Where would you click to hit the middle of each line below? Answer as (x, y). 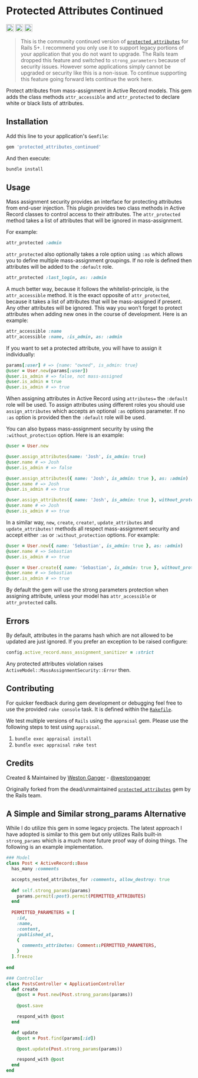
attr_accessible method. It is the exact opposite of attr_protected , (88, 295)
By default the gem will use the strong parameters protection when (87, 590)
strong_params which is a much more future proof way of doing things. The (97, 841)
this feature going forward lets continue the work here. (87, 79)
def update (25, 1032)
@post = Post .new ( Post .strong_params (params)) (75, 995)
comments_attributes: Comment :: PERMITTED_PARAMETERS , (89, 945)
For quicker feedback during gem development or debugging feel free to (94, 703)
